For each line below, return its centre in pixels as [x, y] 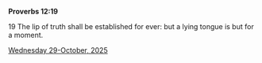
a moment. [26, 35]
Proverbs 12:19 [33, 11]
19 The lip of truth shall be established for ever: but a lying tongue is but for [131, 26]
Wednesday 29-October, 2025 [58, 50]
